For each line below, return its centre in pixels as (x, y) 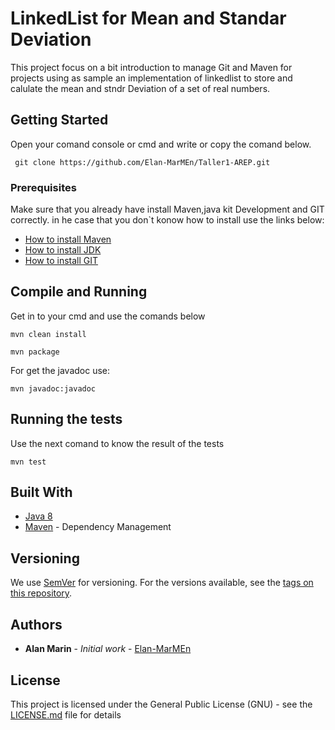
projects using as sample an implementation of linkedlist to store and (151, 78)
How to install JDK (63, 250)
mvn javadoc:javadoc (53, 388)
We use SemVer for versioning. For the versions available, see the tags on (162, 583)
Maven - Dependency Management (98, 527)
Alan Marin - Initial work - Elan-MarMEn (108, 649)
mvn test (28, 462)
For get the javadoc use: (60, 370)
